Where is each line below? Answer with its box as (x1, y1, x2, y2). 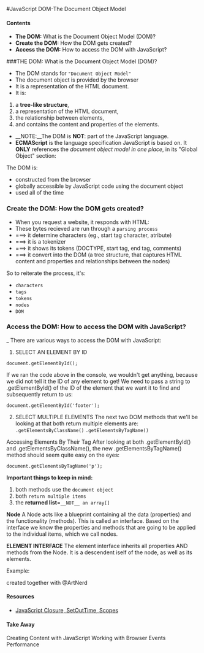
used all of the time (15, 189, 64, 196)
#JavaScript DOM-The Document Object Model (6, 6, 126, 12)
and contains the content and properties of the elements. (15, 121, 159, 128)
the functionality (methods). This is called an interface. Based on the (6, 517, 179, 524)
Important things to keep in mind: (6, 474, 93, 481)
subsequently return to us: (6, 390, 74, 398)
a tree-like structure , (15, 101, 69, 109)
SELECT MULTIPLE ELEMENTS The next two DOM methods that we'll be (15, 413, 198, 420)
